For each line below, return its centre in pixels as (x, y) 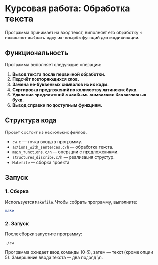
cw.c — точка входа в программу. (47, 141)
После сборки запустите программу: (44, 234)
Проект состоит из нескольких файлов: (46, 132)
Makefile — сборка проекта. (41, 162)
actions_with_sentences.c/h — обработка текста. (63, 147)
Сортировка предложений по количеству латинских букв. (75, 89)
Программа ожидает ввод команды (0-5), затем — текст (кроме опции (79, 252)
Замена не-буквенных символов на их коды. (61, 84)
